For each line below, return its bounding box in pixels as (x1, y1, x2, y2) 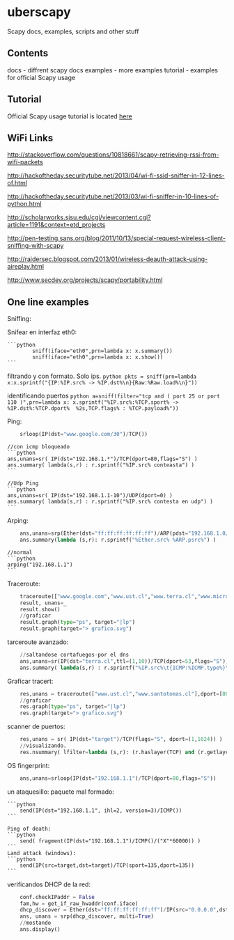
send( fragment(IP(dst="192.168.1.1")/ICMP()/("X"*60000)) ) (19, 837, 201, 845)
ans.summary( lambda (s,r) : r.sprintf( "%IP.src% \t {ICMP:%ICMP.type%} (19, 664, 226, 671)
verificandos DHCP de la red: (7, 880, 91, 888)
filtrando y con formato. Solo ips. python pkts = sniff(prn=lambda (7, 372, 197, 380)
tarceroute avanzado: (7, 638, 69, 646)
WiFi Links (7, 132, 54, 143)
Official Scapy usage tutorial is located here (7, 112, 132, 120)
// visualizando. (19, 742, 68, 749)
